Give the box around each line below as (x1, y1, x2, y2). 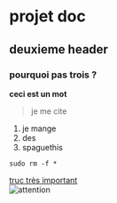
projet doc (9, 6, 86, 27)
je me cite (30, 105, 67, 117)
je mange (21, 123, 57, 134)
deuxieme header (9, 42, 109, 57)
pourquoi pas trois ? (9, 69, 97, 81)
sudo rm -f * (9, 158, 58, 168)
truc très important (9, 175, 78, 185)
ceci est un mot (9, 88, 67, 99)
